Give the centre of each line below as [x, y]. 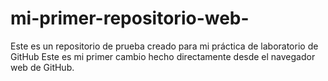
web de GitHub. [42, 67]
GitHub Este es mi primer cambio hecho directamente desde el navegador [163, 56]
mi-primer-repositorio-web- [130, 18]
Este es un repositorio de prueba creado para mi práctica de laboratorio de [164, 46]
